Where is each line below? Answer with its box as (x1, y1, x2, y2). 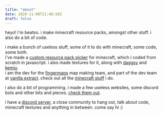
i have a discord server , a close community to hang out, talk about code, (5, 99, 150, 105)
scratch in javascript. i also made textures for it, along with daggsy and (5, 59, 147, 66)
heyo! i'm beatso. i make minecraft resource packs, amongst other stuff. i (5, 30, 152, 36)
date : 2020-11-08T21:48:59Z (5, 12, 62, 17)
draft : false (5, 16, 32, 21)
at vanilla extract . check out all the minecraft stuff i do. (5, 75, 114, 81)
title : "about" (5, 7, 36, 12)
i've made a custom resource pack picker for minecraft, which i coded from (5, 55, 156, 60)
